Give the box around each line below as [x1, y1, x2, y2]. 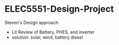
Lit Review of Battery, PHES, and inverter [11, 29, 95, 35]
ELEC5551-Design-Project [4, 3, 114, 15]
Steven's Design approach [4, 20, 59, 25]
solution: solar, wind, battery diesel [11, 34, 83, 40]
